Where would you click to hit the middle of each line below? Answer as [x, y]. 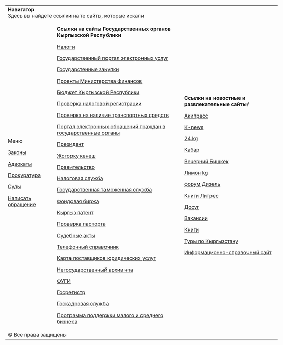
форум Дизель [202, 184]
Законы [17, 152]
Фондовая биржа [78, 201]
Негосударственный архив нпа [95, 270]
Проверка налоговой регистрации [99, 104]
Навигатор [21, 9]
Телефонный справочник [88, 247]
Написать [20, 198]
